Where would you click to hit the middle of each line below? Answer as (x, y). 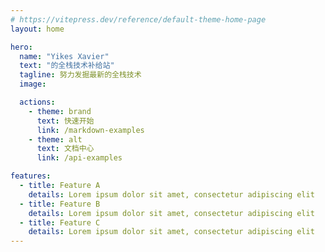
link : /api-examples (79, 158)
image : (33, 84)
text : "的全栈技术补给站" (67, 66)
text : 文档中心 (65, 149)
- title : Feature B (60, 204)
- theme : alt (55, 139)
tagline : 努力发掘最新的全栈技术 (80, 75)
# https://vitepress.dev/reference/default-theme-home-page (138, 19)
